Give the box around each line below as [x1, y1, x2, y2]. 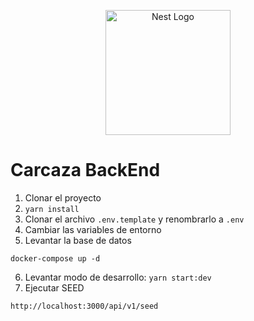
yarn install [24, 204, 80, 214]
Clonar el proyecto [24, 191, 102, 204]
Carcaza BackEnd [10, 159, 161, 182]
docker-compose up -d [10, 253, 101, 264]
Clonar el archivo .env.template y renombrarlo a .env [24, 213, 245, 225]
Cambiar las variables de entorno [24, 223, 162, 235]
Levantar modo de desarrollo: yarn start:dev [24, 271, 212, 283]
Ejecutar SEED [24, 281, 85, 294]
